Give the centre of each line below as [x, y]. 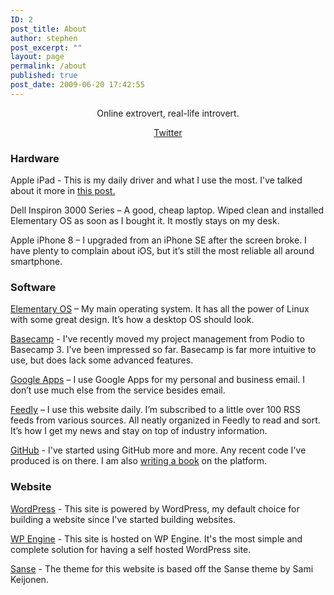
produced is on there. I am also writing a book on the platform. [139, 461]
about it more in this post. [63, 191]
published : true [44, 76]
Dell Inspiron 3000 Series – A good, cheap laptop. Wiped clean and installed [167, 210]
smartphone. [36, 262]
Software [33, 287]
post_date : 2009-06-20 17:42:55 [77, 85]
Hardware [35, 158]
